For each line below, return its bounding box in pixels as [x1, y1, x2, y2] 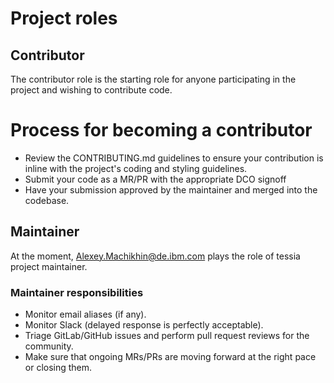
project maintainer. [10, 260, 88, 272]
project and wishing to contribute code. [10, 84, 173, 96]
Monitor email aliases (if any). [24, 308, 147, 321]
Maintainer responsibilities [10, 285, 144, 299]
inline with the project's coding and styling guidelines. [24, 162, 248, 174]
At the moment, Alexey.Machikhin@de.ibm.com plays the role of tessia [10, 250, 301, 262]
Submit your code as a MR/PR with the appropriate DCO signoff [24, 173, 287, 185]
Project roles [10, 7, 118, 30]
